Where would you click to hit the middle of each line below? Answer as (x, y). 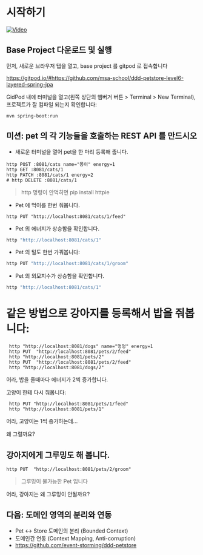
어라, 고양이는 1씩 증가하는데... (42, 421)
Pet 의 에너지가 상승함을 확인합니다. (57, 228)
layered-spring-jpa (30, 84)
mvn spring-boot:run (32, 116)
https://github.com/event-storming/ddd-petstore (76, 545)
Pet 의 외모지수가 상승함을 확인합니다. (60, 276)
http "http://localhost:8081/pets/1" (56, 409)
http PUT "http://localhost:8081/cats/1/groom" (68, 264)
